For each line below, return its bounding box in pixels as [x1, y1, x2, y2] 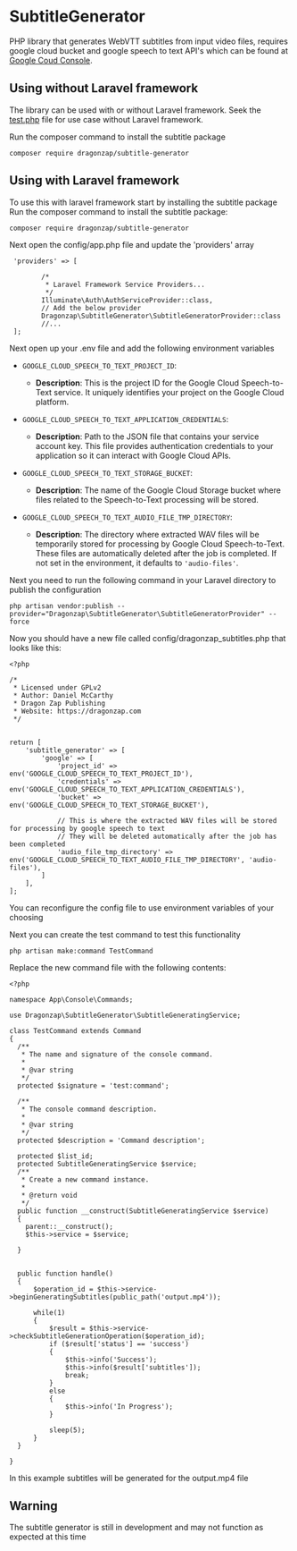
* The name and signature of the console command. [21, 1049, 214, 1059]
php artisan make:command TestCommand [9, 946, 153, 955]
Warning [9, 1498, 58, 1513]
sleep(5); [48, 1425, 87, 1435]
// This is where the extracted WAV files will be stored [56, 816, 277, 825]
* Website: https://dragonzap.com [12, 707, 142, 716]
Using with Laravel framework [9, 173, 180, 189]
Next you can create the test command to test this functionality [9, 928, 241, 940]
